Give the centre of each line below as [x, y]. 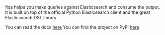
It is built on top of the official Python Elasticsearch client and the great [78, 12]
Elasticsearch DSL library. [32, 17]
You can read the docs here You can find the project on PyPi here [72, 27]
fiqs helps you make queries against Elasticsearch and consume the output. [83, 7]
